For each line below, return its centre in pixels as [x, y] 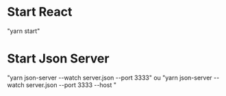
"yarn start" [24, 31]
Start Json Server [58, 59]
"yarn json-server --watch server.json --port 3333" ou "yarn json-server [110, 77]
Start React [40, 12]
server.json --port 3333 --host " [71, 85]
